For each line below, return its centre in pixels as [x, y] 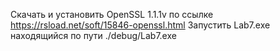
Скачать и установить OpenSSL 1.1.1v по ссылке [112, 14]
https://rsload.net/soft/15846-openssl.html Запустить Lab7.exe [140, 25]
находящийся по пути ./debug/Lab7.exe [93, 35]
